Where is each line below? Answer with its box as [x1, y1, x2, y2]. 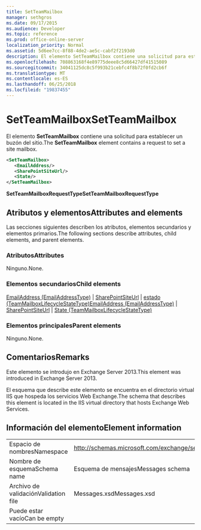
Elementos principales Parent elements [6, 321, 121, 330]
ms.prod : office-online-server [6, 37, 84, 43]
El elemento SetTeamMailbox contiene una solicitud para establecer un [6, 133, 183, 140]
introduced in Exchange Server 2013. [6, 375, 98, 382]
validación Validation [9, 489, 66, 498]
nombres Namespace [9, 447, 68, 456]
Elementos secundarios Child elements [6, 280, 121, 288]
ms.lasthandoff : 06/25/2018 [6, 82, 77, 88]
